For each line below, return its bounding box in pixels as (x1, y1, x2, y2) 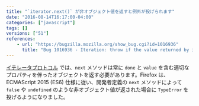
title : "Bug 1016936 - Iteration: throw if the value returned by (21, 47, 190, 53)
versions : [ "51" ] (6, 31, 49, 37)
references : (6, 36, 36, 42)
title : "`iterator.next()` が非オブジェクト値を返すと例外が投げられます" (6, 8, 175, 15)
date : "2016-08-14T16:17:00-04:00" (6, 14, 94, 20)
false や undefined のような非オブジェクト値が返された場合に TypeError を (6, 86, 189, 93)
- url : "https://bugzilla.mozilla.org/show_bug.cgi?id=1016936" (17, 42, 179, 48)
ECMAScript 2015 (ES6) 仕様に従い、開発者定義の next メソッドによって (6, 78, 182, 85)
